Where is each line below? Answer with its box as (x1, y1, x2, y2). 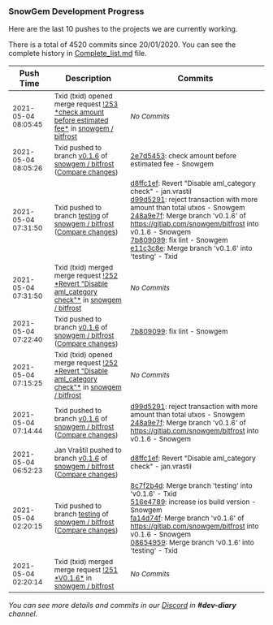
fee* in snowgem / (54, 124, 114, 133)
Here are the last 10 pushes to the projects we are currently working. (8, 24, 238, 34)
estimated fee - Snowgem (130, 160, 214, 169)
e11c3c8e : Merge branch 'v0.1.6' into (130, 244, 253, 253)
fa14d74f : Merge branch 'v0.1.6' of (130, 514, 245, 523)
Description (64, 73, 112, 84)
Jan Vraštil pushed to (54, 446, 122, 455)
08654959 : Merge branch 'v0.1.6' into (130, 538, 254, 547)
